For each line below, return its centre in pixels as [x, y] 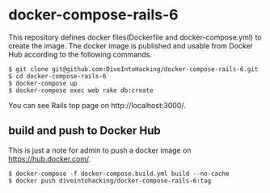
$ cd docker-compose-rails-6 [57, 76]
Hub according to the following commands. [80, 54]
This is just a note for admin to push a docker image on [100, 150]
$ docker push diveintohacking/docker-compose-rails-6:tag [110, 180]
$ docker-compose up [43, 83]
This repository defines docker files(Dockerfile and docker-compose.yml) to [135, 37]
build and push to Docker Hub [84, 131]
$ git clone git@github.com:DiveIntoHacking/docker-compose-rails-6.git [133, 69]
